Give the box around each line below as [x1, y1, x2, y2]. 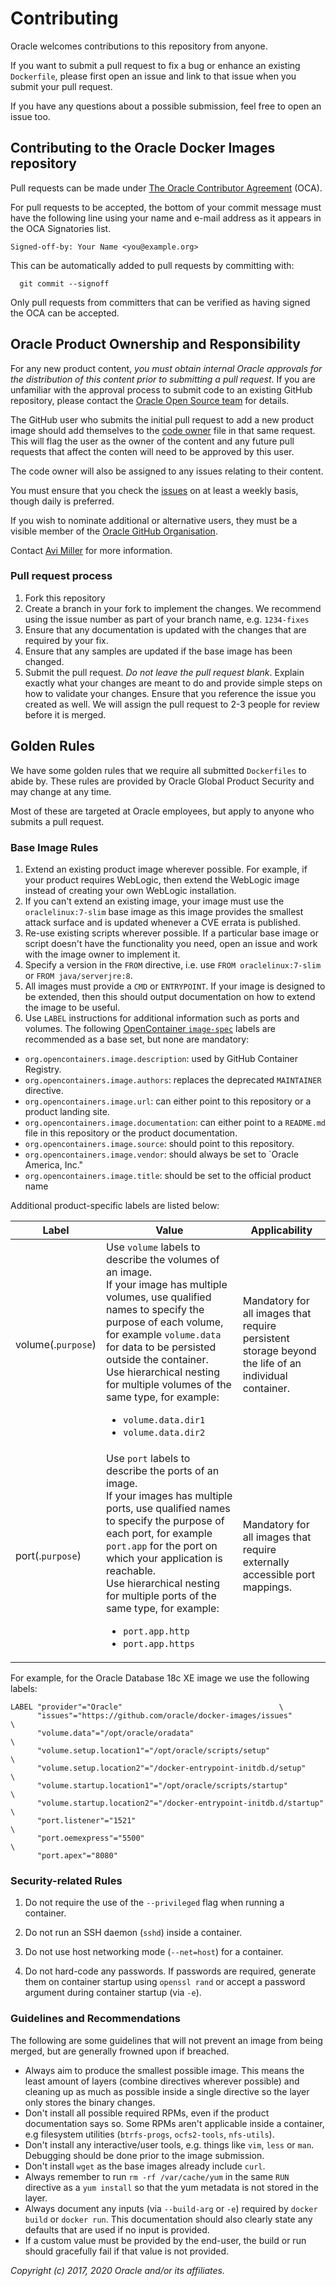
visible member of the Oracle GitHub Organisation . [10, 525, 218, 537]
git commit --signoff [19, 278, 110, 289]
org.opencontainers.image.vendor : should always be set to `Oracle [24, 1148, 299, 1160]
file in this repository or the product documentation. [24, 1127, 238, 1139]
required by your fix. [24, 634, 109, 646]
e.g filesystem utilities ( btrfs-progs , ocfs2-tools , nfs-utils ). [24, 2128, 275, 2140]
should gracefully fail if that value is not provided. [24, 2245, 229, 2257]
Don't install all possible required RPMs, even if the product [24, 2107, 270, 2119]
